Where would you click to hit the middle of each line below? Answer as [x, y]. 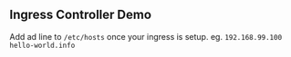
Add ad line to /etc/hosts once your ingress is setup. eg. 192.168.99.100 [146, 36]
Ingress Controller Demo [81, 15]
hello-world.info [42, 45]
